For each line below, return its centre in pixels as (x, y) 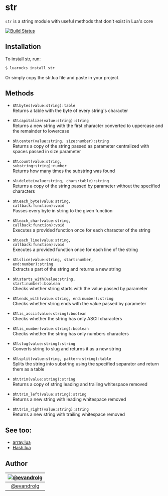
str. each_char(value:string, (42, 220)
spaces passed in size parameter (47, 152)
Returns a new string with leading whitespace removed (69, 399)
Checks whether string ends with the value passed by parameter (79, 304)
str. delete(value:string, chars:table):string (61, 181)
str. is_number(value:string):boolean (51, 328)
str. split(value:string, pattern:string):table (62, 358)
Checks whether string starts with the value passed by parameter (80, 289)
